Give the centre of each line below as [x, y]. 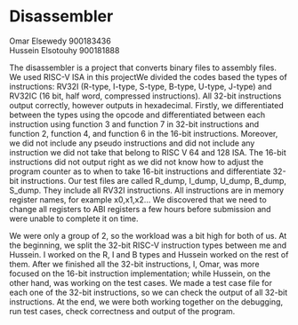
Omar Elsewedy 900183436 [60, 41]
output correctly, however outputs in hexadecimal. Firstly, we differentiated [147, 105]
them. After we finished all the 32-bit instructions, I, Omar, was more [134, 264]
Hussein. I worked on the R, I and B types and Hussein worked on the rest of [149, 254]
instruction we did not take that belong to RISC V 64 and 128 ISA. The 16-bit [148, 152]
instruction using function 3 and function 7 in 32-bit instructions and [134, 124]
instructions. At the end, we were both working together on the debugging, [146, 301]
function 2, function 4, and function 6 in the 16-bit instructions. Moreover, [144, 133]
